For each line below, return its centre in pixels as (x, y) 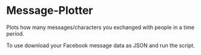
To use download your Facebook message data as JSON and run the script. (100, 45)
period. (15, 33)
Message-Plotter (50, 11)
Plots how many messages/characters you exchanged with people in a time (100, 27)
